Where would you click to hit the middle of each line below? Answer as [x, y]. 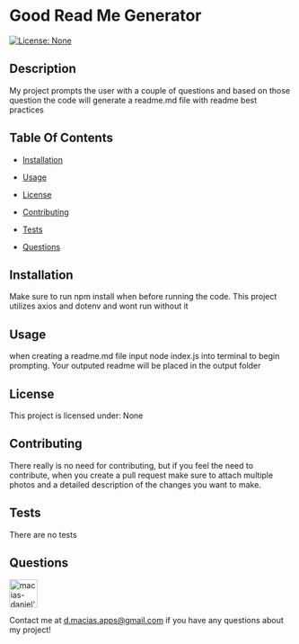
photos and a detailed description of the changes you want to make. [136, 484]
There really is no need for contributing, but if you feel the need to [132, 465]
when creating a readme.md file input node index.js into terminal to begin [145, 356]
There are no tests [44, 534]
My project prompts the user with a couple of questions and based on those [149, 90]
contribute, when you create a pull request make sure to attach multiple [141, 475]
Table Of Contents [62, 138]
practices [27, 110]
